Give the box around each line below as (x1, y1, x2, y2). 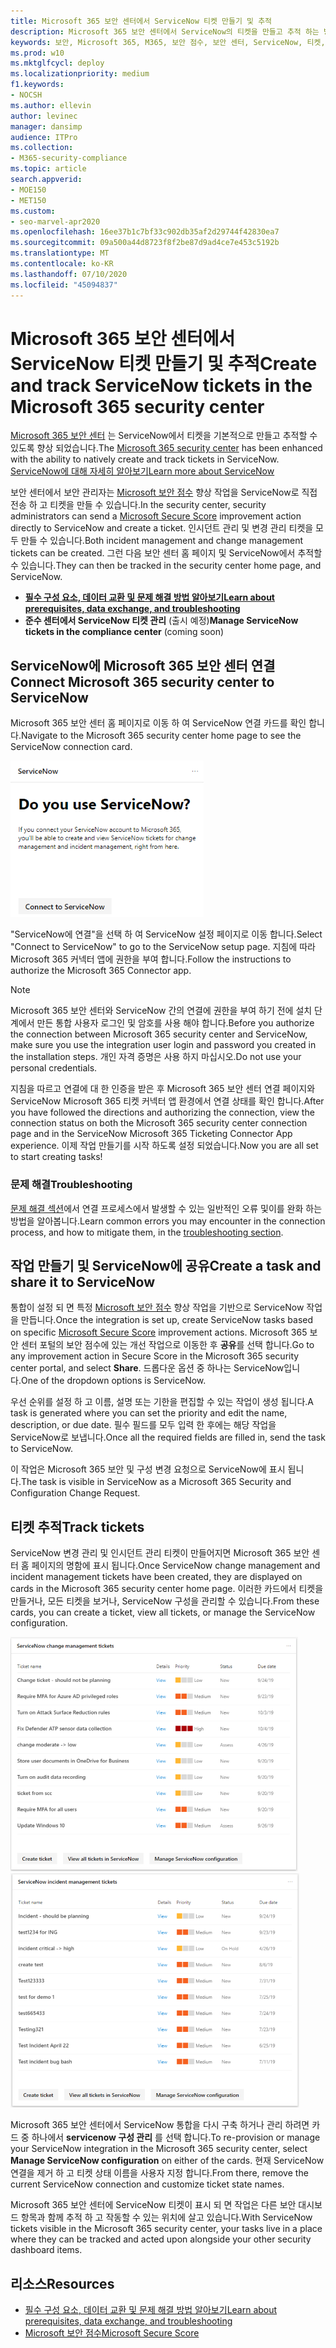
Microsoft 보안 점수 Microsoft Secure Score (24, 2326, 200, 2339)
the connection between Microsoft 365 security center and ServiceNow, (10, 1028, 308, 1040)
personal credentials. (10, 1062, 98, 1074)
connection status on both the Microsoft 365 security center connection (10, 1117, 308, 1129)
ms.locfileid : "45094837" (10, 280, 118, 290)
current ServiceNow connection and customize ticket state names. (10, 2178, 285, 2190)
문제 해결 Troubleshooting (10, 1178, 133, 1192)
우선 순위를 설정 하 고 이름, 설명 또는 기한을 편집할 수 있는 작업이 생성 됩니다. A (10, 1396, 315, 1408)
